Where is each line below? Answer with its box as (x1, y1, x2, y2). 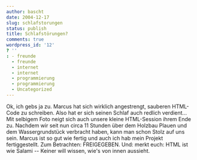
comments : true (6, 36, 44, 42)
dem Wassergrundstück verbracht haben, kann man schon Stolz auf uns (6, 128, 185, 135)
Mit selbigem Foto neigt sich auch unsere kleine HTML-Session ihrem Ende (6, 115, 192, 122)
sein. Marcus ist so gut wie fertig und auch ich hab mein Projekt (6, 134, 163, 141)
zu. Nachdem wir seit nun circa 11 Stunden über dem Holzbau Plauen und (6, 122, 187, 129)
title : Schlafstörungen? (6, 31, 68, 37)
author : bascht (6, 8, 44, 15)
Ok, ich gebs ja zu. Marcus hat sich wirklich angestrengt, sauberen (6, 103, 171, 110)
